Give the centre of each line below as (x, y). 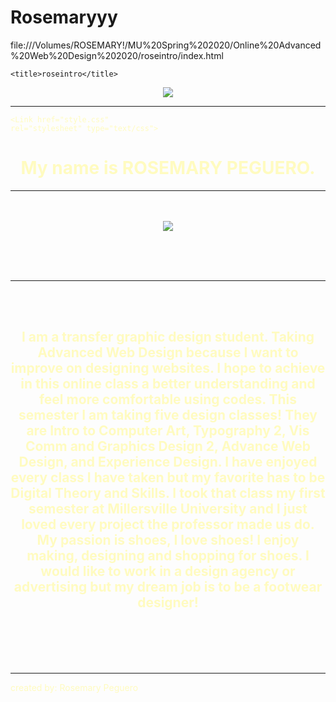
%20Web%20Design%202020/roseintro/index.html (117, 55)
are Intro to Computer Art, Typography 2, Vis (168, 431)
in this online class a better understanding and (168, 384)
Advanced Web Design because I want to (168, 352)
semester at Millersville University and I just (168, 509)
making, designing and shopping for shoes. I (168, 556)
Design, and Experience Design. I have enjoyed (168, 462)
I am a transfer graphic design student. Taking (168, 337)
